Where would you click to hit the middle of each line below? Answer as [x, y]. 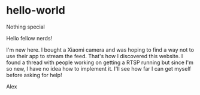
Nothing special [25, 27]
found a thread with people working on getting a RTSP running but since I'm [100, 62]
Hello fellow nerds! [29, 38]
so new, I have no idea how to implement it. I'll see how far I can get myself [99, 68]
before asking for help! [34, 75]
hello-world [36, 10]
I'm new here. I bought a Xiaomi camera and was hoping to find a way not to [100, 50]
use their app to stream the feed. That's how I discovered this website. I [95, 56]
